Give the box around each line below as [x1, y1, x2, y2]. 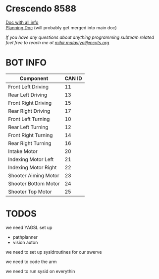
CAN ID [64, 75, 82, 82]
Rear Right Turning [8, 139, 52, 146]
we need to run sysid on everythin [5, 268, 75, 274]
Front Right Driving [8, 99, 52, 106]
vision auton [12, 239, 38, 245]
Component [19, 75, 49, 82]
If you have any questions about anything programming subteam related [5, 34, 155, 40]
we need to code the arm [5, 259, 57, 265]
